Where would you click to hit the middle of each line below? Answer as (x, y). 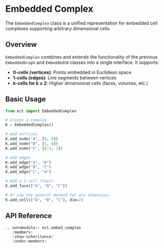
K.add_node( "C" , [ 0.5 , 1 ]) (34, 148)
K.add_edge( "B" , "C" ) (28, 167)
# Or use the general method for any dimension (57, 195)
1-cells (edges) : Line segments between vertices (65, 78)
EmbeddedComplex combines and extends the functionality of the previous (81, 57)
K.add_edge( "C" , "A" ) (28, 172)
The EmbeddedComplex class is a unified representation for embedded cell (81, 23)
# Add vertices (22, 134)
